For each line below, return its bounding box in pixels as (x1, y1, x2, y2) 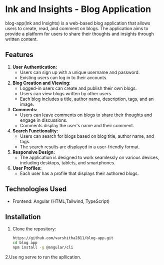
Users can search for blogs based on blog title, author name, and (19, 133, 154, 139)
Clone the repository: (12, 226, 56, 232)
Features (5, 51, 33, 59)
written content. (5, 36, 38, 42)
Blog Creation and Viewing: (12, 80, 71, 86)
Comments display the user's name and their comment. (19, 122, 134, 128)
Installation (5, 212, 41, 221)
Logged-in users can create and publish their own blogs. (19, 85, 137, 91)
